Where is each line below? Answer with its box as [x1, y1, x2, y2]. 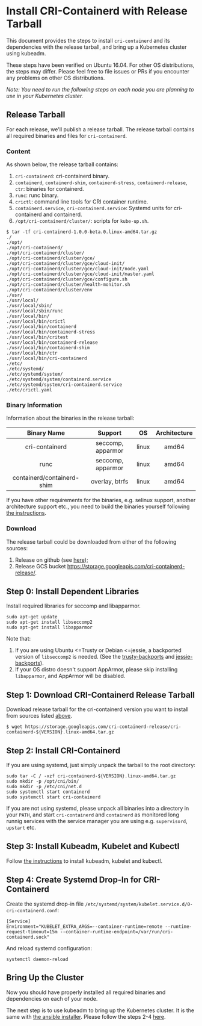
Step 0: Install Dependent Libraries [6, 586, 139, 597]
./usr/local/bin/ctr [6, 350, 58, 356]
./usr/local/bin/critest [6, 334, 69, 341]
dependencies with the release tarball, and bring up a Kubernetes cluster [6, 43, 187, 51]
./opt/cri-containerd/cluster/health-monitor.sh [6, 282, 130, 288]
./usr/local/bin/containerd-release [6, 340, 98, 346]
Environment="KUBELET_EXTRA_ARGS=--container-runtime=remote [6, 923, 163, 930]
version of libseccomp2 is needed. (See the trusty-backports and [14, 653, 175, 661]
